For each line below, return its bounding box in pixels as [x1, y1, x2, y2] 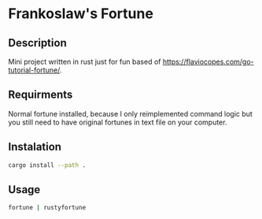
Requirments [8, 88, 73, 102]
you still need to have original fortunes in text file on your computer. [8, 117, 227, 127]
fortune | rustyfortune [8, 204, 87, 212]
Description [8, 36, 67, 50]
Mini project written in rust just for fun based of [8, 57, 161, 66]
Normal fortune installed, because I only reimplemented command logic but [8, 109, 253, 118]
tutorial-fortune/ [8, 65, 61, 75]
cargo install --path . [8, 161, 87, 169]
